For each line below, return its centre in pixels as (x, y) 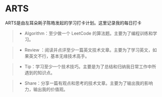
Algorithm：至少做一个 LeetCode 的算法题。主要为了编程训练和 (89, 33)
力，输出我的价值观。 (46, 89)
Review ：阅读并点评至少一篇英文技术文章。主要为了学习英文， (88, 50)
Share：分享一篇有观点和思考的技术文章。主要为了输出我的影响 (89, 83)
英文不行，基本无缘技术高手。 (59, 56)
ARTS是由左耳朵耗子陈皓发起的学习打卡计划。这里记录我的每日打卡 (73, 23)
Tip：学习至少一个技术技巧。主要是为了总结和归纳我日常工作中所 (90, 66)
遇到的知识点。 (40, 72)
